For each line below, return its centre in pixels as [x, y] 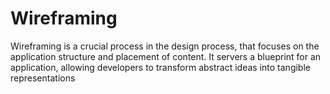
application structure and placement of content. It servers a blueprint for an [166, 56]
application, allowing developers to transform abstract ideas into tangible [160, 67]
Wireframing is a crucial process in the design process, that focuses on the [165, 46]
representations [43, 78]
